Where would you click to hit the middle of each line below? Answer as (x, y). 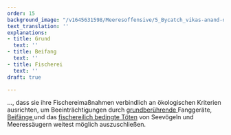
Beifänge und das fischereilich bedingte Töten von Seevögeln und (100, 117)
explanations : (27, 33)
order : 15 (21, 13)
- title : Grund (29, 39)
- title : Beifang (32, 52)
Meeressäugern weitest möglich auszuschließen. (77, 125)
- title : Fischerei (35, 64)
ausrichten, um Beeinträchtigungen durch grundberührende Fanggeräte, (110, 110)
